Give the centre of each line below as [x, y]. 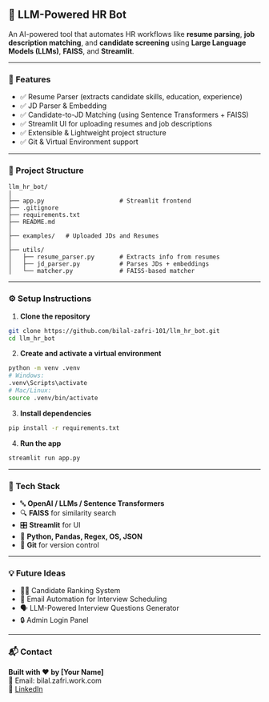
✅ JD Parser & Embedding [63, 106]
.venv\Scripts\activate [48, 383]
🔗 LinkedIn [26, 689]
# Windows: [26, 376]
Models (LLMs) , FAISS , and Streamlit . [71, 51]
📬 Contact [30, 652]
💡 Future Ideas [37, 573]
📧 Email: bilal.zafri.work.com [55, 680]
